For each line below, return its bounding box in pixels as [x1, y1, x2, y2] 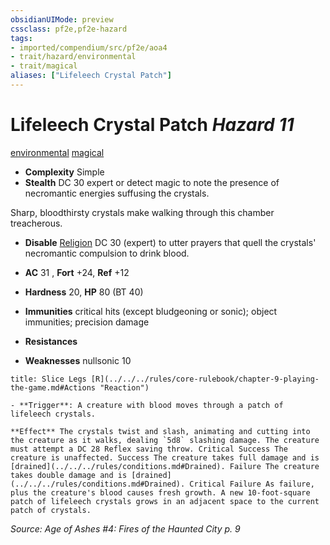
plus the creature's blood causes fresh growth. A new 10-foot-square [10, 487, 311, 498]
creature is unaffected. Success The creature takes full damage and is [10, 452, 320, 463]
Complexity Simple [24, 166, 105, 178]
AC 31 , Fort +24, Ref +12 [24, 266, 130, 278]
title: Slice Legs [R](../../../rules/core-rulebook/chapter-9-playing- [10, 374, 320, 384]
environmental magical [10, 146, 105, 158]
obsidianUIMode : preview [10, 14, 114, 25]
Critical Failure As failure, [189, 479, 315, 489]
